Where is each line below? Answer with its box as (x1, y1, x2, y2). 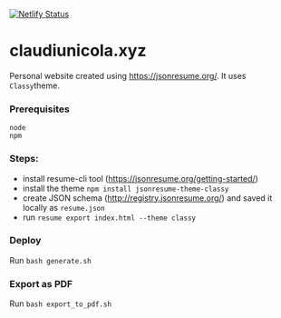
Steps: (9, 153, 39, 165)
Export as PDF (9, 277, 73, 290)
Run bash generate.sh (9, 254, 92, 265)
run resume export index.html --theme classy (22, 212, 197, 223)
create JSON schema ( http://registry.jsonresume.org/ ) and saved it (22, 192, 273, 204)
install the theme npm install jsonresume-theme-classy (22, 183, 229, 194)
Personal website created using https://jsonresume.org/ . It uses (9, 70, 247, 81)
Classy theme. (9, 80, 61, 91)
